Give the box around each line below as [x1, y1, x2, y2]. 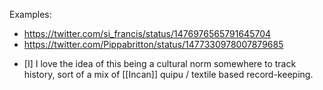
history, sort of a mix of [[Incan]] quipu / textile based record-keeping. [23, 69, 314, 80]
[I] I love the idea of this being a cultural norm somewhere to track [23, 58, 297, 69]
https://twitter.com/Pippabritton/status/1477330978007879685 [23, 39, 284, 50]
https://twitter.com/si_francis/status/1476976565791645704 [23, 28, 272, 39]
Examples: [9, 9, 52, 20]
